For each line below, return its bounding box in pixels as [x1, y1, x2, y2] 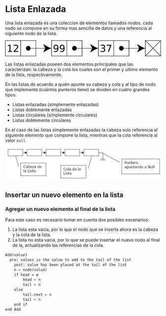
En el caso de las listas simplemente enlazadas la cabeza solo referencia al [5, 126, 158, 132]
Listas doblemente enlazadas [12, 107, 72, 113]
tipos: [5, 92, 17, 98]
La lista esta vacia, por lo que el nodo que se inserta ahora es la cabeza [12, 226, 158, 232]
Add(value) [5, 252, 28, 257]
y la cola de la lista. [12, 232, 51, 238]
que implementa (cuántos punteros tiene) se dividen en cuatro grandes [5, 86, 150, 92]
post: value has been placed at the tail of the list [14, 262, 127, 267]
